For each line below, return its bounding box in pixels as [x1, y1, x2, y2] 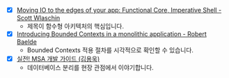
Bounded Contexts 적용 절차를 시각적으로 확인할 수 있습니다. [26, 46, 194, 54]
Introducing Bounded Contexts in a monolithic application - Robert [16, 30, 207, 38]
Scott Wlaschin [16, 14, 61, 22]
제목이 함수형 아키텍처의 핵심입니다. [26, 22, 125, 31]
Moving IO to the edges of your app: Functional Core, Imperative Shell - [16, 6, 222, 14]
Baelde [16, 38, 38, 46]
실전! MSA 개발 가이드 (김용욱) [16, 55, 100, 63]
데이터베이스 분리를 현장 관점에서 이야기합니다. [26, 63, 154, 72]
